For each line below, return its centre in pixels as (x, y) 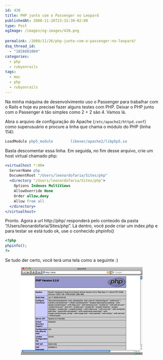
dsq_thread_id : (20, 46)
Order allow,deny (31, 196)
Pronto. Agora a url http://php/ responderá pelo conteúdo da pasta (72, 221)
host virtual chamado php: (31, 156)
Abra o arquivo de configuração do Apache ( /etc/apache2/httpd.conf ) (76, 121)
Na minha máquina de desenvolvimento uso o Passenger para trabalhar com (82, 102)
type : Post (16, 26)
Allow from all (29, 201)
